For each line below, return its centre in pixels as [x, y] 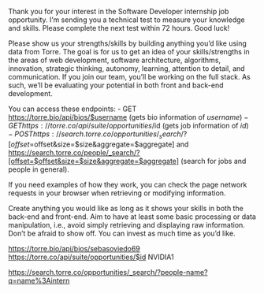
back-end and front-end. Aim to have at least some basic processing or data [132, 217]
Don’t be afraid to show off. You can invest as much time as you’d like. [122, 233]
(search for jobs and [214, 161]
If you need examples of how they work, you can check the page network [128, 184]
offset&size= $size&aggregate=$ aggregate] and [112, 144]
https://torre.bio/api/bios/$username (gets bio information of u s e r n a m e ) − [128, 117]
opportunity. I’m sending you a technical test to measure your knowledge [127, 20]
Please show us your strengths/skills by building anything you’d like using [127, 43]
